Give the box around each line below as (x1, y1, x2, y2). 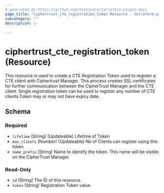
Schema (5, 108, 31, 116)
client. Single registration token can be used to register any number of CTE (5, 88, 155, 94)
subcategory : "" (5, 16, 38, 21)
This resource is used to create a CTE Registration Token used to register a (5, 73, 156, 78)
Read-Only (5, 166, 32, 173)
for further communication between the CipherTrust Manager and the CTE (5, 83, 154, 89)
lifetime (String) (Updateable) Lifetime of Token (12, 133, 110, 139)
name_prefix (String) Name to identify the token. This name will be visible (12, 149, 159, 154)
